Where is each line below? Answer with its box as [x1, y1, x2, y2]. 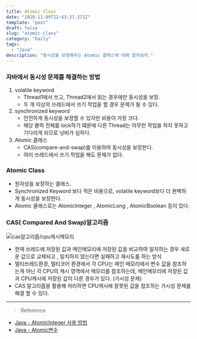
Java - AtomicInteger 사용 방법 [14, 318, 88, 326]
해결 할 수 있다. [14, 289, 49, 297]
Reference [20, 307, 46, 314]
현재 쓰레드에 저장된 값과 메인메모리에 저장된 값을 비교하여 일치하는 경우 [14, 245, 179, 253]
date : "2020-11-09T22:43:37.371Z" [6, 14, 91, 20]
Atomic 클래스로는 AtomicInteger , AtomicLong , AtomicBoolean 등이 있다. [14, 202, 190, 209]
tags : [6, 42, 19, 48]
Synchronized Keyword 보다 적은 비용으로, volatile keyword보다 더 [14, 187, 171, 194]
